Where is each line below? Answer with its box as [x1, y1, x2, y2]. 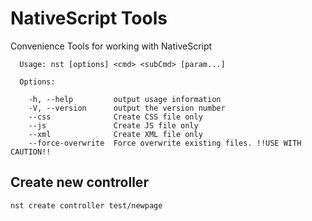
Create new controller [10, 174, 149, 191]
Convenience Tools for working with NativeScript [10, 40, 213, 52]
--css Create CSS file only [28, 112, 203, 122]
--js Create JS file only [28, 120, 199, 131]
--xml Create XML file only [28, 129, 203, 139]
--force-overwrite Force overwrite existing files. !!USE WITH [28, 138, 302, 148]
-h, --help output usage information [28, 94, 222, 104]
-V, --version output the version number [28, 103, 226, 113]
